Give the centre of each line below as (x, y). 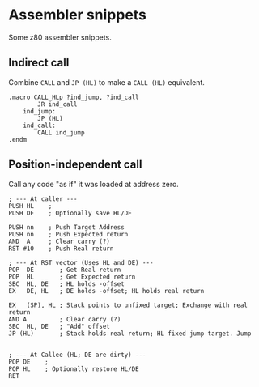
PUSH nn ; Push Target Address (67, 227)
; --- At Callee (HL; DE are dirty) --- (78, 355)
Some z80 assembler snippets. (60, 37)
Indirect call (39, 63)
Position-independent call (75, 165)
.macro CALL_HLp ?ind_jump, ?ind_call (74, 97)
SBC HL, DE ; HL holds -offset (67, 284)
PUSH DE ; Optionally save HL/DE (70, 213)
